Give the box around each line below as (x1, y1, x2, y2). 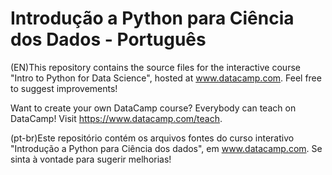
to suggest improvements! (10, 82, 118, 94)
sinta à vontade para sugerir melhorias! (10, 153, 172, 165)
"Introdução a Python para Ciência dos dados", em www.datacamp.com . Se (10, 142, 323, 154)
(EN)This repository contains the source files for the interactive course (10, 61, 301, 73)
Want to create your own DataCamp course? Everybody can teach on (10, 102, 297, 114)
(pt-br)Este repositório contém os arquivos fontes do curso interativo (10, 132, 295, 144)
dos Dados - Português (10, 28, 207, 51)
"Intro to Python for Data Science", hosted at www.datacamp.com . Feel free (10, 72, 322, 84)
